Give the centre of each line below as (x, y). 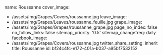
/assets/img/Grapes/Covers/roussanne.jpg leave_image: (69, 17)
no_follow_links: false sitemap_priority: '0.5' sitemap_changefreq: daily (84, 32)
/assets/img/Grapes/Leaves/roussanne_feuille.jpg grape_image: (77, 22)
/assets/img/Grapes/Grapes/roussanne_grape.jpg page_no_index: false (84, 27)
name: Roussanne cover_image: (37, 7)
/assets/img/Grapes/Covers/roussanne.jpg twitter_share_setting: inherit (85, 43)
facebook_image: (29, 38)
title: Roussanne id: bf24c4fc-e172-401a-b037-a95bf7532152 (75, 48)
